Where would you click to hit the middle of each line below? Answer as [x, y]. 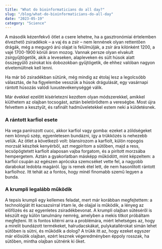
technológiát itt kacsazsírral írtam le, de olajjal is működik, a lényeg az [74, 205]
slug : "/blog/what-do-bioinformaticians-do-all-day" [59, 14]
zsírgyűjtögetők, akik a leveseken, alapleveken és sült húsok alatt [70, 58]
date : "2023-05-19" [25, 18]
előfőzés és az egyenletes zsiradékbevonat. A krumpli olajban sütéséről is [79, 210]
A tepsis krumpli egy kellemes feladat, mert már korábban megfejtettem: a [79, 200]
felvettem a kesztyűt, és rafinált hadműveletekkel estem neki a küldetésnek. [81, 107]
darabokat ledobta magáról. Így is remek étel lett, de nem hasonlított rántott [80, 166]
